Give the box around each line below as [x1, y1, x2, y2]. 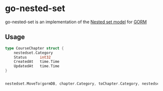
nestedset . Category [14, 50, 53, 55]
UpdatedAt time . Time [14, 64, 60, 69]
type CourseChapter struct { [5, 45, 64, 51]
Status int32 [14, 55, 51, 60]
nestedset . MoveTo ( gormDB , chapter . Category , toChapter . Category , [5, 81, 140, 86]
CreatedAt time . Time [14, 59, 60, 64]
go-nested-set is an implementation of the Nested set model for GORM [5, 19, 147, 25]
